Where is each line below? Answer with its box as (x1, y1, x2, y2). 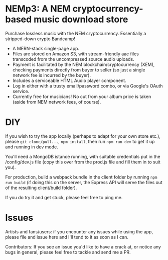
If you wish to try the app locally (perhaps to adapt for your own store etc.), (5, 133, 160, 139)
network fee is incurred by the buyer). (12, 72, 91, 78)
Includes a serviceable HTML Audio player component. (12, 77, 126, 83)
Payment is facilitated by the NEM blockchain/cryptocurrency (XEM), (12, 61, 155, 67)
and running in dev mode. (5, 144, 59, 150)
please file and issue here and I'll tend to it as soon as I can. (5, 234, 129, 240)
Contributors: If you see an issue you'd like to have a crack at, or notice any (5, 243, 161, 249)
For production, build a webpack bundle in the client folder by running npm (5, 174, 157, 180)
